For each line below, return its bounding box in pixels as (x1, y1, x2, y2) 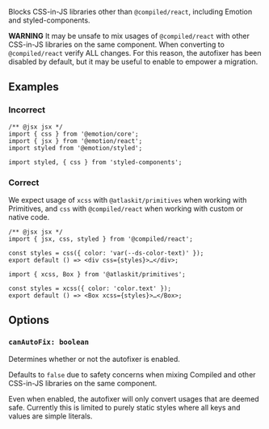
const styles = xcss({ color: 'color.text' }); (8, 284, 172, 292)
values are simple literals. (8, 411, 93, 421)
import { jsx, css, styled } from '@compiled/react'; (8, 234, 194, 243)
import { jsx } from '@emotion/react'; (8, 137, 143, 145)
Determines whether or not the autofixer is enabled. (8, 354, 180, 364)
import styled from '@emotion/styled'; (8, 144, 143, 152)
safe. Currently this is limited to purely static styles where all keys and (8, 402, 241, 412)
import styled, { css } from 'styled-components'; (8, 158, 183, 166)
